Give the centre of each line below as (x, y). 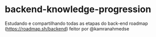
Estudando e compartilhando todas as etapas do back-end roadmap (76, 23)
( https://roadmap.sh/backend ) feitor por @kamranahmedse (67, 28)
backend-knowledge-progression (78, 9)
